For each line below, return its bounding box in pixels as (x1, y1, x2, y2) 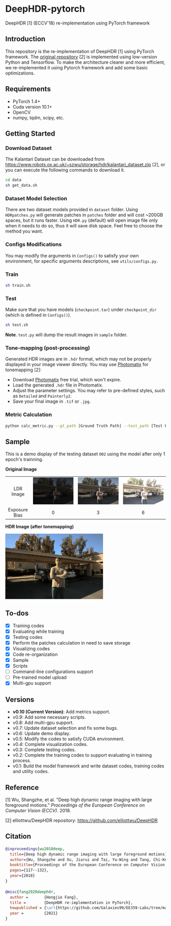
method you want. (5, 228, 43, 235)
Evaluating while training (12, 628, 65, 634)
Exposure (8, 507, 28, 513)
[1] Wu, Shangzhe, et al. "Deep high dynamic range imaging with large (5, 796, 153, 803)
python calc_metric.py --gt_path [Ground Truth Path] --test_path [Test (5, 423, 163, 428)
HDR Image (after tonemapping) (5, 523, 74, 529)
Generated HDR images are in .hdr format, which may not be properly (5, 356, 152, 362)
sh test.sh (5, 322, 28, 328)
